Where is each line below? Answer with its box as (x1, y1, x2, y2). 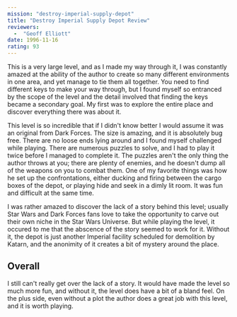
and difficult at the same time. (7, 189, 94, 197)
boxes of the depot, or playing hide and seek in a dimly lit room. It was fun (7, 181, 223, 189)
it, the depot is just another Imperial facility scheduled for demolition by (7, 232, 215, 241)
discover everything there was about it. (7, 107, 122, 116)
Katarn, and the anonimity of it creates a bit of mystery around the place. (7, 240, 219, 248)
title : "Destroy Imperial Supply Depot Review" (7, 17, 151, 24)
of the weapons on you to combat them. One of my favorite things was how (7, 167, 228, 174)
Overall (7, 261, 40, 273)
